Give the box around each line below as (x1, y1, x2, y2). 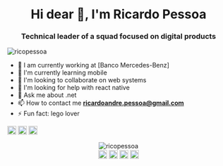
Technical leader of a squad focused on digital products (20, 32, 217, 41)
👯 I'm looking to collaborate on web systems (17, 76, 147, 84)
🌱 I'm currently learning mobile (17, 68, 107, 77)
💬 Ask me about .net (17, 91, 77, 99)
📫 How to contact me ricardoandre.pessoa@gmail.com (17, 98, 185, 108)
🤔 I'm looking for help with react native (17, 84, 131, 92)
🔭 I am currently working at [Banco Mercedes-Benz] (17, 61, 169, 70)
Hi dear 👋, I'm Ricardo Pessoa (30, 6, 207, 23)
